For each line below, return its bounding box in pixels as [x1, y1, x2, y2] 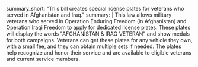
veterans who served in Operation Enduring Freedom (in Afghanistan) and [6, 18, 187, 24]
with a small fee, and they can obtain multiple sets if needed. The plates [6, 43, 182, 50]
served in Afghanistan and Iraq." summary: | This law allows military [6, 11, 172, 18]
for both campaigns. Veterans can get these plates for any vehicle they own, [6, 37, 193, 43]
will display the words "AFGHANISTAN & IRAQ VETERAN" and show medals [6, 30, 190, 37]
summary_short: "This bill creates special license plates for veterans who [6, 5, 184, 12]
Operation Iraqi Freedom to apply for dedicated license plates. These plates [6, 24, 191, 31]
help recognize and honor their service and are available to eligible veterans [6, 49, 191, 56]
